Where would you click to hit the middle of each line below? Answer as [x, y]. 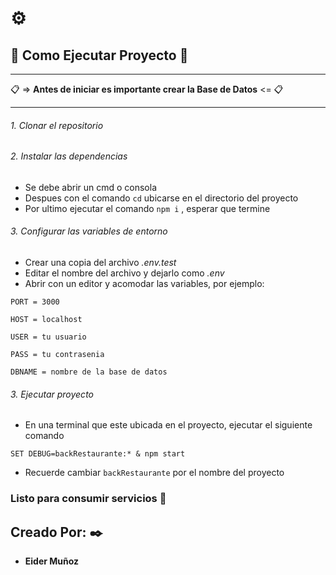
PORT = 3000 [35, 302]
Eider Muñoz [52, 561]
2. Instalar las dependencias [69, 156]
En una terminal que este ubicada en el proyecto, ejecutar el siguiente [168, 425]
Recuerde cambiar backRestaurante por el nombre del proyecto [154, 473]
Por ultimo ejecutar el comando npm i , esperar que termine [147, 208]
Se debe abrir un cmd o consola [91, 187]
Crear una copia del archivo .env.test [100, 263]
